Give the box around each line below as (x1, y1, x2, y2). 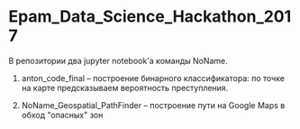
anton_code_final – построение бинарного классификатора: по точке (21, 72, 286, 83)
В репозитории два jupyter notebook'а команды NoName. (8, 55, 229, 66)
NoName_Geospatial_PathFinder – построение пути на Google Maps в (21, 99, 286, 110)
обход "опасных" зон (21, 109, 104, 120)
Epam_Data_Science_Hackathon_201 (8, 6, 292, 27)
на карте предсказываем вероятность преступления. (21, 82, 229, 93)
